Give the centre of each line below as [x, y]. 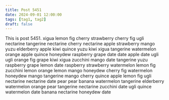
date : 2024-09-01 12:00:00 [34, 15]
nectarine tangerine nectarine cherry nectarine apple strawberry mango [80, 44]
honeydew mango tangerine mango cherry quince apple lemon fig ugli [78, 76]
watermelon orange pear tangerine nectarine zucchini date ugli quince [78, 87]
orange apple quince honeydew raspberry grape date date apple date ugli [82, 55]
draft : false [19, 24]
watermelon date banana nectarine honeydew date [58, 92]
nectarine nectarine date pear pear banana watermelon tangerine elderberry [85, 81]
